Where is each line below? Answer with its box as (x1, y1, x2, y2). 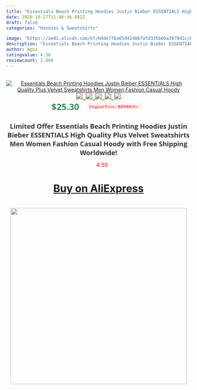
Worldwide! (80, 147, 117, 157)
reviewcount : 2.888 (6, 57, 54, 63)
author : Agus (6, 46, 38, 53)
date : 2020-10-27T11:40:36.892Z (6, 14, 85, 20)
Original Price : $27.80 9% (89, 103, 139, 109)
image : (6, 36, 22, 42)
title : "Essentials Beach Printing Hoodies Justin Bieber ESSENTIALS (6, 8, 180, 15)
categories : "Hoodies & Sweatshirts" (6, 25, 98, 31)
